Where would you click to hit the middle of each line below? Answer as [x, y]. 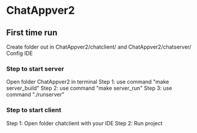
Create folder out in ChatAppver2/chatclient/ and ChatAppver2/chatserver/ [99, 47]
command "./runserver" [35, 95]
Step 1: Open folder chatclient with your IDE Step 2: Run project [84, 123]
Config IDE [20, 53]
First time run [32, 33]
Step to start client [34, 110]
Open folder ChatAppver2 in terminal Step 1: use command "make [88, 82]
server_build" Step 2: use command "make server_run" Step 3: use [89, 88]
